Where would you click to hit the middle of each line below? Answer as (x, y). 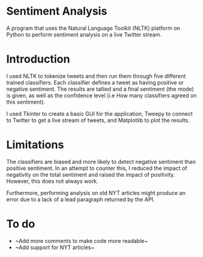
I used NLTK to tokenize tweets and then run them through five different (96, 76)
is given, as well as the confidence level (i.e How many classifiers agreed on (102, 95)
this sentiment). (26, 102)
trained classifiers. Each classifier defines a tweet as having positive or (95, 82)
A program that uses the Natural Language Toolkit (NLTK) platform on (93, 28)
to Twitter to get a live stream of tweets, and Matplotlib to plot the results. (98, 120)
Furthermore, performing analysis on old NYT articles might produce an (96, 192)
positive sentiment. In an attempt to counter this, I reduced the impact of (97, 168)
